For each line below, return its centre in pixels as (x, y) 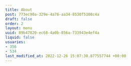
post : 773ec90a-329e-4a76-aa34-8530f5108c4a (52, 14)
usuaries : (15, 42)
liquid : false (20, 38)
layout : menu (19, 28)
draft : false (19, 19)
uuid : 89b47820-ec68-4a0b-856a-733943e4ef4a (52, 33)
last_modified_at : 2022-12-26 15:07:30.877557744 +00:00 (66, 56)
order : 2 (14, 24)
